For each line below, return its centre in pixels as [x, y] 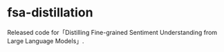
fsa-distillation [50, 13]
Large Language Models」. [46, 41]
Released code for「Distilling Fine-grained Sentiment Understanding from [112, 32]
